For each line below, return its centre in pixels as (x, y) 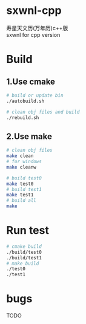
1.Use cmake (31, 81)
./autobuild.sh (25, 101)
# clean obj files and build (43, 112)
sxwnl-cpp (34, 11)
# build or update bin (35, 95)
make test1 (20, 195)
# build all (21, 201)
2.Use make (29, 136)
